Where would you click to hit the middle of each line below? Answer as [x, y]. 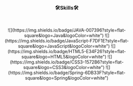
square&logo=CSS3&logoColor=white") [64, 67]
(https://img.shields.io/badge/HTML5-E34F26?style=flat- [67, 51]
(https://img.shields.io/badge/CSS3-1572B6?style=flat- [67, 62]
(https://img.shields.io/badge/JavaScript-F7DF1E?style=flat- [67, 41]
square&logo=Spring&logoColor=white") [67, 78]
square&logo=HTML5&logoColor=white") [64, 57]
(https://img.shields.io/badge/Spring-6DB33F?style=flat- [67, 73]
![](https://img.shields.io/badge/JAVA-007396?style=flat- [67, 30]
